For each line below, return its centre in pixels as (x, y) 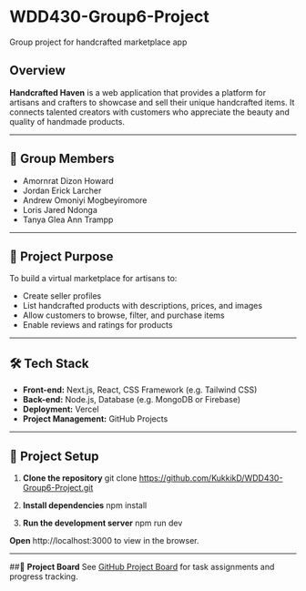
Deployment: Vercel (61, 409)
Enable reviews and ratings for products (97, 325)
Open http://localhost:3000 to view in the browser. (104, 540)
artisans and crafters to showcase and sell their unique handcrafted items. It (152, 102)
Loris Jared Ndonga (60, 209)
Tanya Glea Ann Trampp (68, 219)
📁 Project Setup (54, 456)
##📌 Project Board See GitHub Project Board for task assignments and (142, 567)
